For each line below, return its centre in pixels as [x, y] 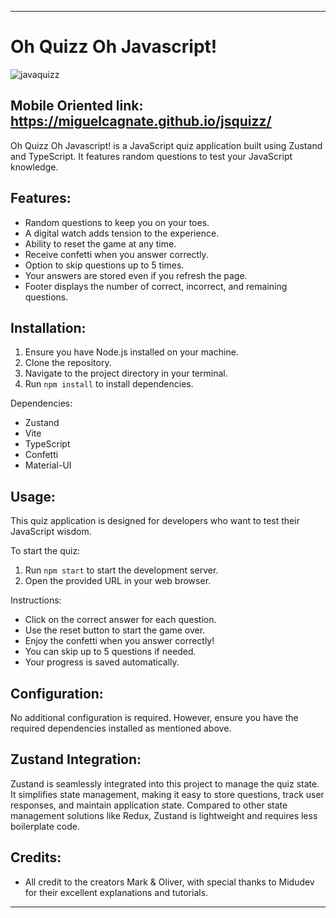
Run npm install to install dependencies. [109, 384]
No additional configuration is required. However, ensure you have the [154, 717]
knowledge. [34, 167]
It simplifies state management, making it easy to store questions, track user [167, 794]
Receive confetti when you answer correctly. [116, 254]
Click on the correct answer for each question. [120, 620]
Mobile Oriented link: [77, 106]
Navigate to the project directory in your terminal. [126, 373]
